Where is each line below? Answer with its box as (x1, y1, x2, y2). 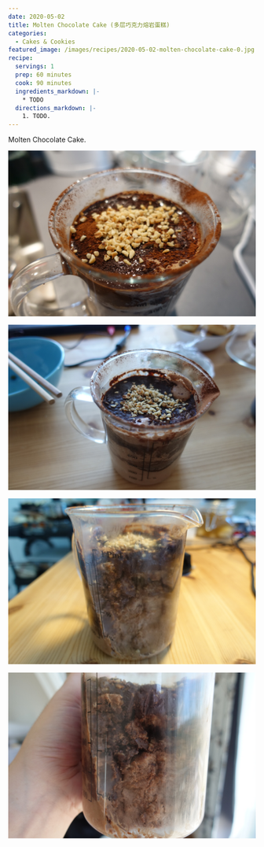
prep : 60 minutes (15, 71, 72, 79)
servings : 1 (15, 63, 55, 71)
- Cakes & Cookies (15, 38, 76, 46)
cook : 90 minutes (15, 79, 72, 87)
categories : (8, 29, 47, 37)
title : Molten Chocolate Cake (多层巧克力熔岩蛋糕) (8, 20, 170, 29)
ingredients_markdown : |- (15, 87, 101, 95)
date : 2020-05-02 (8, 13, 65, 20)
